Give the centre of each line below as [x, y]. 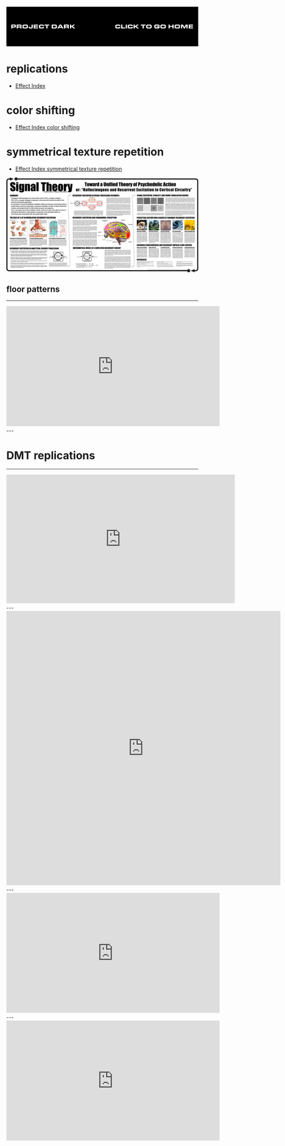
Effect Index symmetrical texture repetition [69, 169]
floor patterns [33, 289]
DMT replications [51, 455]
